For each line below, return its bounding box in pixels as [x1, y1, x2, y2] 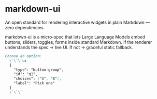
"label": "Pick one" [14, 81, 55, 86]
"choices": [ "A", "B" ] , [14, 76, 62, 81]
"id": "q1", [14, 72, 38, 77]
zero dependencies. [5, 24, 45, 30]
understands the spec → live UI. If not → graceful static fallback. [5, 44, 133, 50]
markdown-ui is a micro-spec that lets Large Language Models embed [5, 34, 145, 40]
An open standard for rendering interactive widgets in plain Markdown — [5, 19, 150, 25]
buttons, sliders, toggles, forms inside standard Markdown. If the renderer [5, 39, 152, 45]
